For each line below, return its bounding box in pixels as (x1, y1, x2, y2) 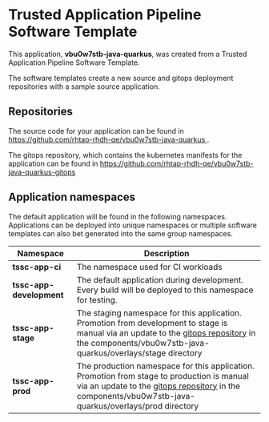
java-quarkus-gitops (8, 167, 76, 177)
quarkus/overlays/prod (76, 400, 163, 412)
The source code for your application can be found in (8, 126, 184, 135)
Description (143, 247, 190, 259)
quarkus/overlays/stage (76, 347, 167, 358)
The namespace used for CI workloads (76, 261, 223, 272)
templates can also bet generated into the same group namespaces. (8, 228, 234, 238)
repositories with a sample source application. (8, 82, 160, 91)
